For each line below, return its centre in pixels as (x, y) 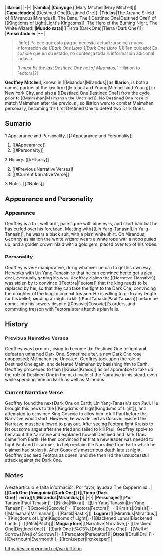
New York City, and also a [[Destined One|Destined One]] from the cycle (77, 93)
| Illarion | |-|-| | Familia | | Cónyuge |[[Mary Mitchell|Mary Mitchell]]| (71, 8)
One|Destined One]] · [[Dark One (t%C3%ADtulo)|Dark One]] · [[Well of (77, 529)
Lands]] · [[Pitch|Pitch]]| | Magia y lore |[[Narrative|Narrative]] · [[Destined (78, 523)
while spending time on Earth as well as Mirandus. (55, 380)
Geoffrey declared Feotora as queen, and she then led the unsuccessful (77, 455)
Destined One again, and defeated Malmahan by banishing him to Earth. (77, 364)
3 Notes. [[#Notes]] (25, 183)
